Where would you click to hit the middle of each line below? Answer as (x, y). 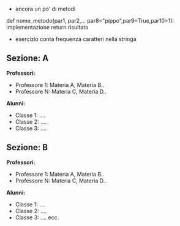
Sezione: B (27, 147)
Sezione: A (28, 58)
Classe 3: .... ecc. (37, 217)
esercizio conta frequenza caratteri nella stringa (76, 39)
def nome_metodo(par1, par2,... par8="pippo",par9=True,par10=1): (90, 21)
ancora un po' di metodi (45, 9)
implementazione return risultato (47, 27)
